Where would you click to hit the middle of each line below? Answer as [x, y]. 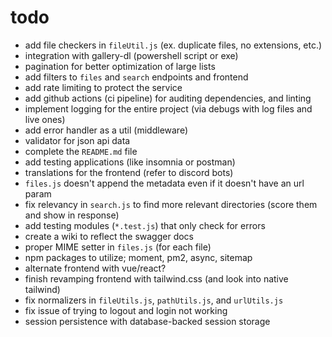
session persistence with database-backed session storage [147, 321]
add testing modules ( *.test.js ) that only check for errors [145, 225]
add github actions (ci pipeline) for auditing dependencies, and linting [168, 98]
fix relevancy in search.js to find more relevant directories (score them [171, 204]
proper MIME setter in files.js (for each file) [118, 247]
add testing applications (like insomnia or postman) [130, 162]
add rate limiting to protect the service [103, 87]
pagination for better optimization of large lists [120, 66]
